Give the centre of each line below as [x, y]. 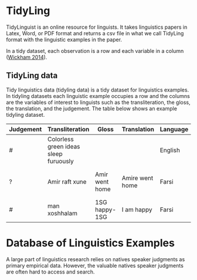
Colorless [61, 139]
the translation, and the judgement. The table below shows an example [92, 108]
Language [174, 129]
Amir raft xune [67, 181]
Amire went [137, 178]
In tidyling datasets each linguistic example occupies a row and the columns [98, 96]
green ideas [64, 146]
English [170, 150]
